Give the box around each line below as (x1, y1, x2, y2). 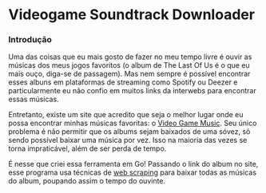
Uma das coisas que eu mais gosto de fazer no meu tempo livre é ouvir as (8, 52, 252, 61)
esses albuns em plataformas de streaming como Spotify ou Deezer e (8, 77, 238, 87)
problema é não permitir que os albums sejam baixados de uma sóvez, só (8, 127, 251, 136)
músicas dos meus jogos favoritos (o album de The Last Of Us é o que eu (8, 61, 250, 70)
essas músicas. (8, 94, 59, 104)
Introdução (8, 34, 52, 45)
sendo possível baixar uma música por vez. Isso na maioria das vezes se (8, 136, 248, 145)
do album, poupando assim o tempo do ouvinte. (8, 176, 166, 186)
